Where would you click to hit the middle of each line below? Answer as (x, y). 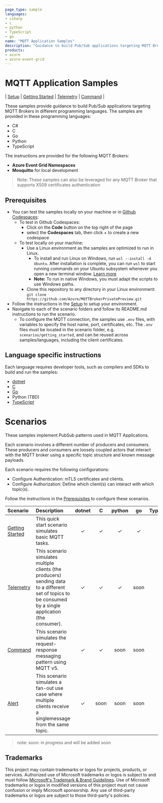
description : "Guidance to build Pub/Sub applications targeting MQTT (78, 46)
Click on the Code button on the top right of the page (80, 227)
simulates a (49, 682)
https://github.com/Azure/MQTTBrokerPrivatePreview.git (84, 299)
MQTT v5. (47, 668)
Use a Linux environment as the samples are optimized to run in (90, 248)
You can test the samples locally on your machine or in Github (74, 212)
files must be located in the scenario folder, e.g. (67, 330)
